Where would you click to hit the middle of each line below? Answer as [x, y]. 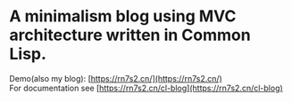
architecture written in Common [130, 35]
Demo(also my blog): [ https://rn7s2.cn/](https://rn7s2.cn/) [116, 78]
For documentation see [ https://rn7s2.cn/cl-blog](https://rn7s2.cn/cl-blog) [146, 88]
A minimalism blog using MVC [123, 16]
